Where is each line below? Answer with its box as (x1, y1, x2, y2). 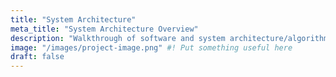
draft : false (10, 52, 65, 62)
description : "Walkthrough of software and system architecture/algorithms (10, 33, 333, 43)
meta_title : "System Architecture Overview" (10, 24, 199, 34)
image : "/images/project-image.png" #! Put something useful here (10, 42, 293, 53)
